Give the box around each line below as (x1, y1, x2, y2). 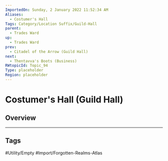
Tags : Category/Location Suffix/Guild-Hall (5, 21, 97, 26)
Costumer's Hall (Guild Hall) (5, 94, 123, 105)
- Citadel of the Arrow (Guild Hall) (9, 49, 88, 54)
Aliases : (5, 12, 23, 17)
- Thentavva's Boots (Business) (9, 58, 77, 63)
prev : (5, 44, 16, 49)
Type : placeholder (5, 68, 43, 73)
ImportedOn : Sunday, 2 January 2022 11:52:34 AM (5, 7, 108, 12)
